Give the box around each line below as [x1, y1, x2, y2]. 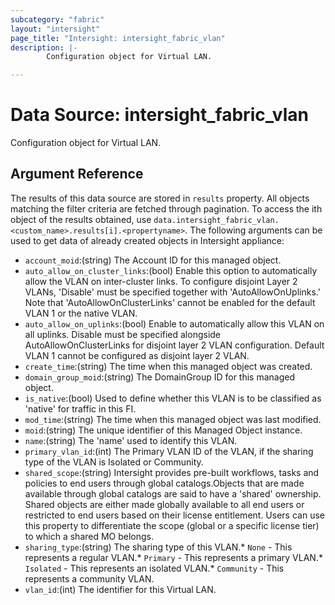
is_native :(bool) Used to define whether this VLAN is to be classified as [24, 392, 322, 404]
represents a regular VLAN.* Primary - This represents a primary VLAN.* [24, 551, 323, 563]
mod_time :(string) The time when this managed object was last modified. [24, 413, 322, 425]
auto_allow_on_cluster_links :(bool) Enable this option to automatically [24, 264, 318, 276]
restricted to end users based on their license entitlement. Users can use [24, 509, 325, 521]
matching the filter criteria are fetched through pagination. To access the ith [10, 202, 323, 215]
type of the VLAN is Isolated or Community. [24, 456, 204, 468]
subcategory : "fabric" [10, 14, 105, 25]
